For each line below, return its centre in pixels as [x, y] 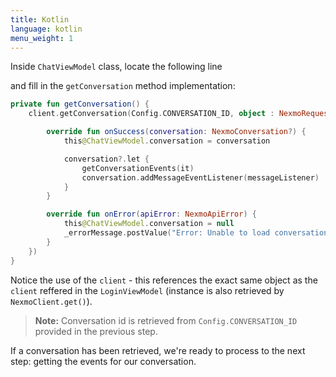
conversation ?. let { [106, 159]
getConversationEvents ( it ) [138, 168]
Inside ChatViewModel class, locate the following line [116, 67]
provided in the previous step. [96, 331]
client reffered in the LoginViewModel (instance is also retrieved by [147, 290]
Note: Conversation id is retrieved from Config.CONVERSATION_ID [166, 320]
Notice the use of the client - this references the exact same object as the [164, 280]
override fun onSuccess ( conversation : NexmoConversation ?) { [176, 132]
